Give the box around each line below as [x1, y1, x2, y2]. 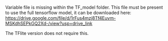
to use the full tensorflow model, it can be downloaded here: [5, 10, 131, 16]
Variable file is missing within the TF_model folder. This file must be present [5, 5, 163, 10]
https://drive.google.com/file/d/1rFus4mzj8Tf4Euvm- [5, 15, 116, 21]
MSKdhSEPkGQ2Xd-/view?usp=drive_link [5, 20, 93, 26]
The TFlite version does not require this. [5, 30, 89, 36]
